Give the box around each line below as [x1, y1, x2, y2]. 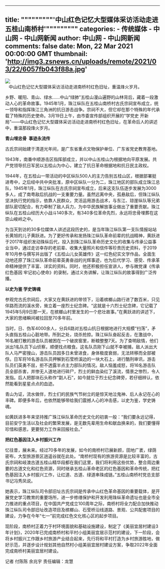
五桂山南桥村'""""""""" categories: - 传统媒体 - [5, 25, 152, 33]
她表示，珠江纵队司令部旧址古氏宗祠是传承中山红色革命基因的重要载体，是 [5, 488, 156, 494]
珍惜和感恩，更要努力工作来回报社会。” [5, 426, 82, 432]
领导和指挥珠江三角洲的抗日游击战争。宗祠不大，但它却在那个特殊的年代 [9, 106, 156, 112]
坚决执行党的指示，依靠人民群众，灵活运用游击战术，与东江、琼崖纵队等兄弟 [5, 197, 160, 203]
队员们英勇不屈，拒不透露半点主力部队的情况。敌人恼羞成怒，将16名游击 [5, 362, 152, 368]
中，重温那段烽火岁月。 [5, 125, 53, 131]
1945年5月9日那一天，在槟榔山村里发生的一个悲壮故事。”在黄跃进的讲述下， [5, 308, 158, 315]
